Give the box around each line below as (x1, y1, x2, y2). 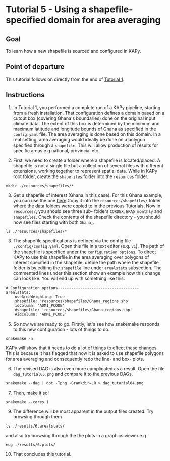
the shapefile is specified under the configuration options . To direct (13, 249, 156, 255)
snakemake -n (6, 336, 33, 341)
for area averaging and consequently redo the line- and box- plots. (6, 356, 144, 362)
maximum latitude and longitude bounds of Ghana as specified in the (13, 126, 156, 132)
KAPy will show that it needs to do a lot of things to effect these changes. (6, 345, 158, 351)
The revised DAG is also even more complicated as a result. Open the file (13, 365, 165, 371)
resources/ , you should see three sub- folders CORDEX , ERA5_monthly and (13, 208, 162, 214)
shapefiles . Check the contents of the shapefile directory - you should (13, 214, 160, 220)
